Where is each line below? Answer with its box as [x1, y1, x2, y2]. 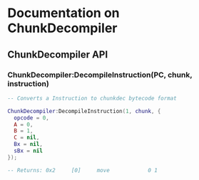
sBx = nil [14, 147, 43, 154]
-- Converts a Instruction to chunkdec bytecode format [7, 95, 177, 102]
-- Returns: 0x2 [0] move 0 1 [7, 166, 158, 174]
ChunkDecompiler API [7, 48, 108, 60]
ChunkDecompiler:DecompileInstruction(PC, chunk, [7, 70, 193, 80]
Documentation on [7, 5, 120, 21]
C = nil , [14, 134, 40, 142]
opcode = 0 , [14, 114, 50, 122]
